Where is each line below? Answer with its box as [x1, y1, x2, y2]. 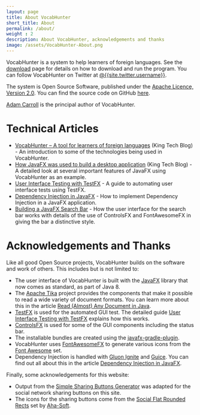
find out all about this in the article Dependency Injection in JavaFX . [14, 359, 182, 366]
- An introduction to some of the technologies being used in [14, 148, 163, 155]
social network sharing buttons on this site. [14, 389, 122, 396]
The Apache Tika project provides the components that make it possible [14, 289, 193, 296]
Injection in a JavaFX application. [14, 199, 97, 206]
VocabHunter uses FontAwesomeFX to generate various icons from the [14, 340, 190, 347]
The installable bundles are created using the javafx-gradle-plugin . [14, 334, 180, 341]
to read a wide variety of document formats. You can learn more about [14, 296, 189, 303]
